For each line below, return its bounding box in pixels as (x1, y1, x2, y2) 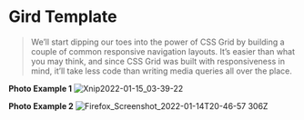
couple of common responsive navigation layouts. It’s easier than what (30, 45, 296, 56)
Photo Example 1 (8, 83, 73, 94)
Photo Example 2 (8, 100, 74, 111)
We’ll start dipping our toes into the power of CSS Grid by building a (30, 36, 285, 47)
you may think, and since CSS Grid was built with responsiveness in (30, 55, 286, 66)
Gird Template (8, 6, 117, 27)
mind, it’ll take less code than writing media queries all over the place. (30, 65, 292, 76)
